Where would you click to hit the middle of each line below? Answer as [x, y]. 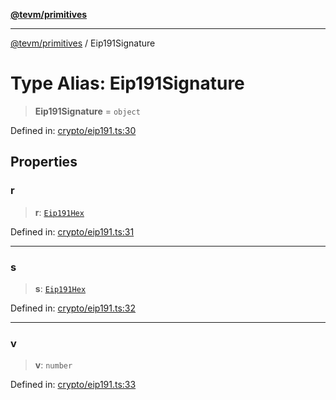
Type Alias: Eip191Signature [127, 83]
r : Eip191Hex [59, 212]
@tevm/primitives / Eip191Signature [83, 43]
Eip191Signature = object [87, 111]
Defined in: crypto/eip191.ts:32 [73, 308]
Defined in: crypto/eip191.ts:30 [73, 130]
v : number [53, 365]
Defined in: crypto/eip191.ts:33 [73, 385]
